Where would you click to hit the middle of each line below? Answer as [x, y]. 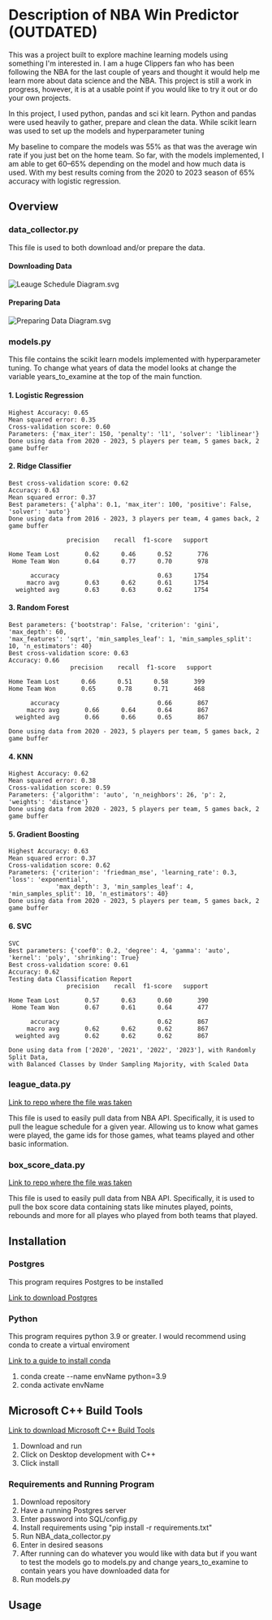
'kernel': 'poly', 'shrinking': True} [74, 957]
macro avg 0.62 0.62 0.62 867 [117, 1029]
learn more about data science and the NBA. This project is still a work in [130, 80]
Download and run [51, 1445]
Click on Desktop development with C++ [88, 1454]
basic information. [39, 1143]
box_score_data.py [47, 1164]
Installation [37, 1241]
